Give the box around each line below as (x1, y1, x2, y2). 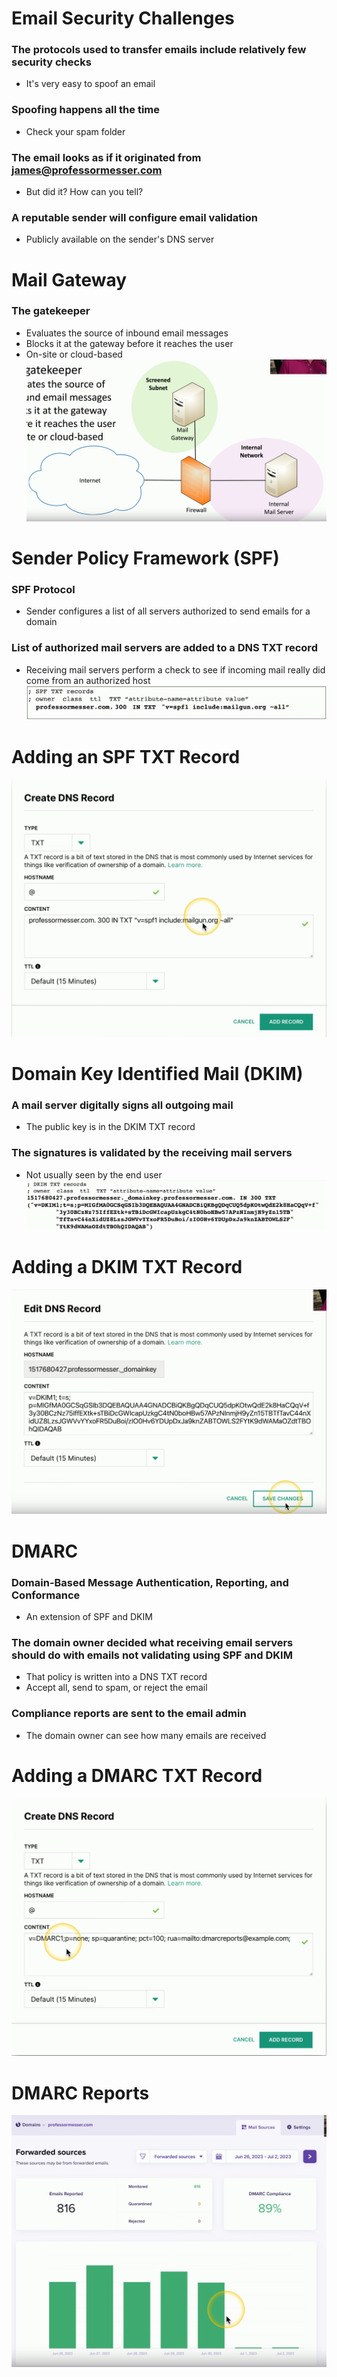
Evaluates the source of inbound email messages (25, 327, 229, 339)
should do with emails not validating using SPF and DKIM (11, 1648, 293, 1662)
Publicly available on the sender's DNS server (25, 233, 215, 246)
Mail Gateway (11, 268, 128, 291)
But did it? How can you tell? (25, 186, 144, 198)
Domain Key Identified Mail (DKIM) (11, 1062, 304, 1085)
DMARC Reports (11, 2082, 150, 2104)
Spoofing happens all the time (11, 103, 161, 117)
